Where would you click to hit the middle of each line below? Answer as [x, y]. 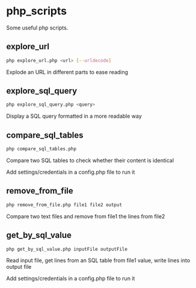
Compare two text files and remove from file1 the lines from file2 [86, 216]
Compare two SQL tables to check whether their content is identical [90, 160]
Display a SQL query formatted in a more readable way [74, 116]
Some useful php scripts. [37, 28]
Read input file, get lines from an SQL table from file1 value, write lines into [98, 260]
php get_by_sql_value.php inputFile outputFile [67, 249]
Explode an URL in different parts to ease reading [67, 72]
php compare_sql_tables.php [41, 149]
